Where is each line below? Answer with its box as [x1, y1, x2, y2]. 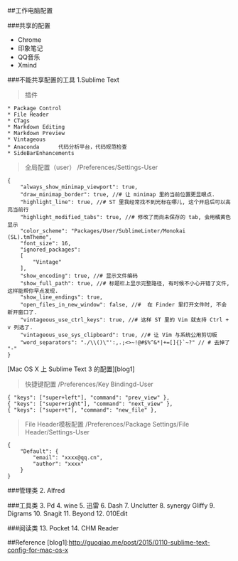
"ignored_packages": [20, 246, 81, 253]
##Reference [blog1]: [7, 538, 70, 546]
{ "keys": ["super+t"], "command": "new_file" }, [7, 407, 158, 414]
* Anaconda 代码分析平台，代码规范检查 [7, 144, 128, 151]
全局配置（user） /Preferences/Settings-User [24, 163, 158, 171]
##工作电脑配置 [7, 6, 53, 14]
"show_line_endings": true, [20, 294, 103, 301]
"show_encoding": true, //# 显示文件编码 [20, 272, 139, 279]
